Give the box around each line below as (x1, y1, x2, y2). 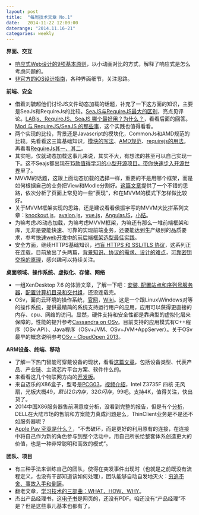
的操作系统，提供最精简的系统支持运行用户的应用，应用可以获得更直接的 (14, 304, 192, 311)
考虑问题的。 (14, 68, 46, 75)
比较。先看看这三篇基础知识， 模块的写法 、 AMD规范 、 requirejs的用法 (14, 138, 184, 145)
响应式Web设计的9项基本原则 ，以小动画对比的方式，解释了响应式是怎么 (14, 61, 191, 68)
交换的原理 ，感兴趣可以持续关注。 (14, 256, 99, 263)
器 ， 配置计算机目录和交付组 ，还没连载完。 (14, 289, 119, 296)
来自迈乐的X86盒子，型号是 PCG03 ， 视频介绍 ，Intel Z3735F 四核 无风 (14, 381, 185, 388)
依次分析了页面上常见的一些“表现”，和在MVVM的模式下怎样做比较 (25, 189, 187, 196)
